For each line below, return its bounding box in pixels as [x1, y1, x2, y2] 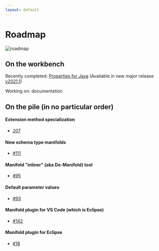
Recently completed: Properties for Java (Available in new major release [5, 73, 154, 79]
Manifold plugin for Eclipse [5, 229, 63, 235]
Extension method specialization [5, 116, 75, 122]
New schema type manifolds [5, 139, 66, 145]
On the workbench [5, 59, 65, 68]
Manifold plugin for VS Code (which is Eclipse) [5, 207, 104, 213]
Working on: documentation [5, 88, 63, 94]
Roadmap [5, 28, 46, 40]
